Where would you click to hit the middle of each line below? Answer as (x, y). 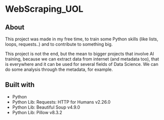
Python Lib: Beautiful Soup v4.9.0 (46, 107)
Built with (20, 85)
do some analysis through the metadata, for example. (59, 69)
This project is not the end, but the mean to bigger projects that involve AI (80, 54)
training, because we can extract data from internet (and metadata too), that (82, 59)
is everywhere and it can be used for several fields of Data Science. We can (82, 64)
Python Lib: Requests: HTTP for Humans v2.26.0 (61, 102)
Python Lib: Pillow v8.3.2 (37, 112)
